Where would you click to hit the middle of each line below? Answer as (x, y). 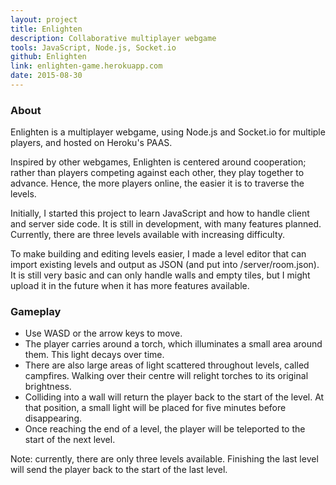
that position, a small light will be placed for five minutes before (155, 408)
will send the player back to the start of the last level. (119, 470)
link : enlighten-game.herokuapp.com (86, 66)
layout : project (44, 19)
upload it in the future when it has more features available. (130, 286)
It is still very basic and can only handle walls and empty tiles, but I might (160, 275)
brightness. (48, 387)
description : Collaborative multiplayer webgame (113, 38)
